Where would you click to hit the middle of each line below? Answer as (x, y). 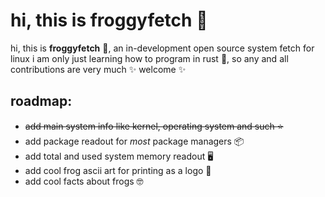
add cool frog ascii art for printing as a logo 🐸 (118, 170)
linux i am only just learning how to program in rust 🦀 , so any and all (149, 58)
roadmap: (41, 101)
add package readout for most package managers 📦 (134, 141)
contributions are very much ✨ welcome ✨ (98, 69)
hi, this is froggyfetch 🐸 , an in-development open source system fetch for (162, 48)
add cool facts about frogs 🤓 (84, 181)
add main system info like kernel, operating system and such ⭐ (154, 126)
